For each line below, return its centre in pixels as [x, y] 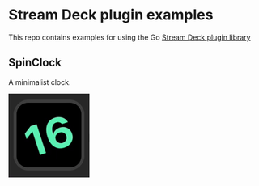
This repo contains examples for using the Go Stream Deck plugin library [129, 37]
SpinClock [35, 63]
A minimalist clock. [40, 82]
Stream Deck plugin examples [111, 15]
